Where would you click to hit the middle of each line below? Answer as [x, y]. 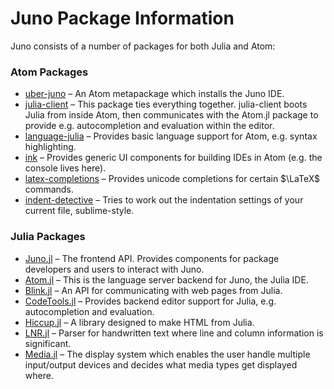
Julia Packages [48, 237]
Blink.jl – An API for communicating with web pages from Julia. [153, 290]
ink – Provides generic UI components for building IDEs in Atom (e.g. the [173, 158]
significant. [48, 343]
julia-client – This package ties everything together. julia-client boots [166, 104]
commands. [49, 189]
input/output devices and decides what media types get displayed [161, 364]
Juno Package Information [122, 18]
